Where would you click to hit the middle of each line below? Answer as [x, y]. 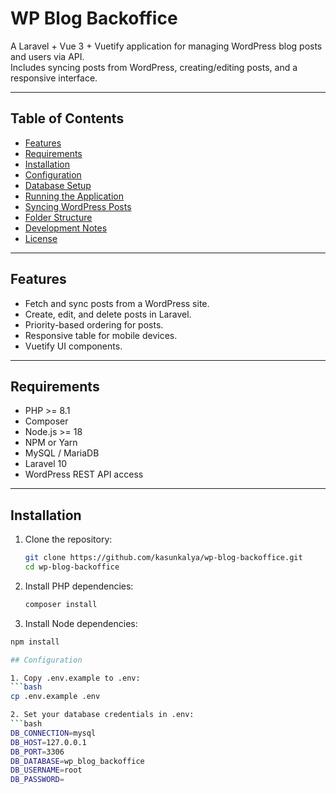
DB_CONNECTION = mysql [53, 733]
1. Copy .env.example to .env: [75, 678]
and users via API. [47, 56]
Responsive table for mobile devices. [101, 335]
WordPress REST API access [84, 474]
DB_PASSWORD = [37, 780]
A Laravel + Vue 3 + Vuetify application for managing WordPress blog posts [166, 46]
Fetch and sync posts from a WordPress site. [117, 303]
